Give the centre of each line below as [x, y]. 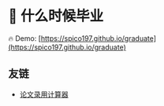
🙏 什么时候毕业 [56, 16]
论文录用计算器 [44, 94]
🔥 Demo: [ [25, 38]
